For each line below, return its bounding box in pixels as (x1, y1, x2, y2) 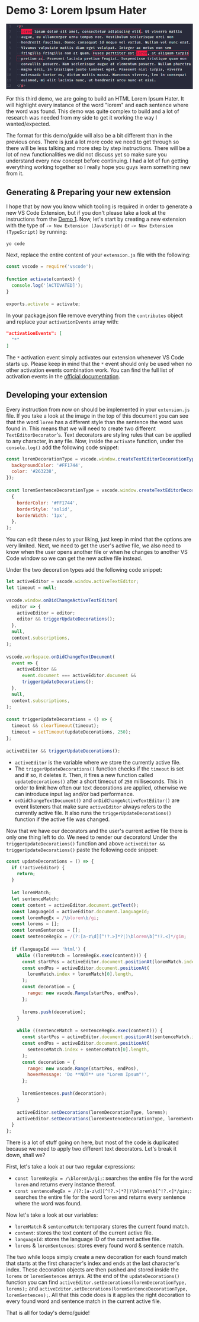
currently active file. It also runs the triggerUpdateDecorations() (14, 809, 172, 816)
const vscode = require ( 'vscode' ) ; (6, 264, 94, 270)
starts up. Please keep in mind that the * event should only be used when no (6, 360, 192, 367)
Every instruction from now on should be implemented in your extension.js (6, 406, 190, 413)
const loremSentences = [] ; (11, 928, 81, 933)
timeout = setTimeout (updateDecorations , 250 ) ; (11, 729, 131, 735)
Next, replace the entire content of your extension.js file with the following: (6, 251, 191, 259)
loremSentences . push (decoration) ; (21, 1091, 108, 1097)
